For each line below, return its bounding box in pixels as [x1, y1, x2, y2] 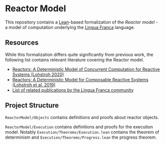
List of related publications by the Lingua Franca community [12, 87, 134, 93]
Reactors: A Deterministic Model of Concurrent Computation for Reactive [12, 66, 160, 72]
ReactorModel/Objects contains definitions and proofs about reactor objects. [5, 114, 159, 120]
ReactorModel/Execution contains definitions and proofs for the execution [5, 123, 153, 130]
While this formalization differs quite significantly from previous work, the [5, 51, 154, 57]
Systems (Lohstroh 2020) [12, 72, 64, 77]
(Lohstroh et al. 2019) [12, 82, 55, 88]
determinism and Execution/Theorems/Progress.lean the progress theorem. [5, 134, 157, 140]
